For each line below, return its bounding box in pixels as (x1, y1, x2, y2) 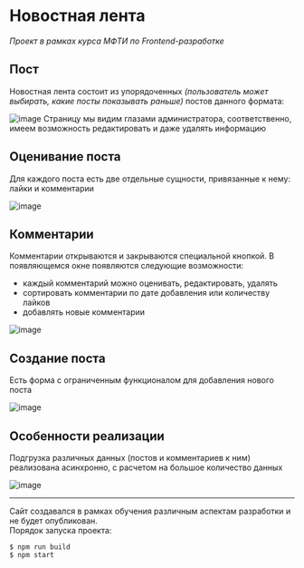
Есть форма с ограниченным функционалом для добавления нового (9, 375, 274, 386)
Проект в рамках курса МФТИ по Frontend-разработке (9, 35, 224, 46)
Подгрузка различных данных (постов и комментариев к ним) (9, 453, 252, 463)
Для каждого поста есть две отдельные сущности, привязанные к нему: (9, 173, 291, 184)
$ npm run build (9, 543, 71, 552)
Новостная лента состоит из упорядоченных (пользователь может (9, 85, 269, 96)
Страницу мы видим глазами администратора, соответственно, (43, 113, 292, 123)
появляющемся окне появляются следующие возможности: (9, 260, 244, 271)
